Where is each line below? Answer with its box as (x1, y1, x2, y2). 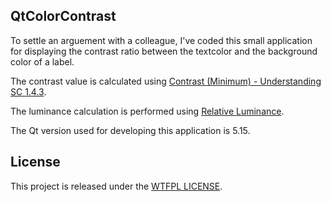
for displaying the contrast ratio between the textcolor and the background (10, 45, 318, 57)
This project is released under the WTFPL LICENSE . (10, 180, 223, 192)
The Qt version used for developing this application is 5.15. (10, 124, 251, 136)
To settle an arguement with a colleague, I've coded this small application (10, 34, 313, 46)
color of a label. (10, 55, 75, 68)
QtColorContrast (10, 8, 117, 25)
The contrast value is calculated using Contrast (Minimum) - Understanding (10, 75, 322, 87)
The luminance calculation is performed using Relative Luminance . (10, 105, 285, 117)
